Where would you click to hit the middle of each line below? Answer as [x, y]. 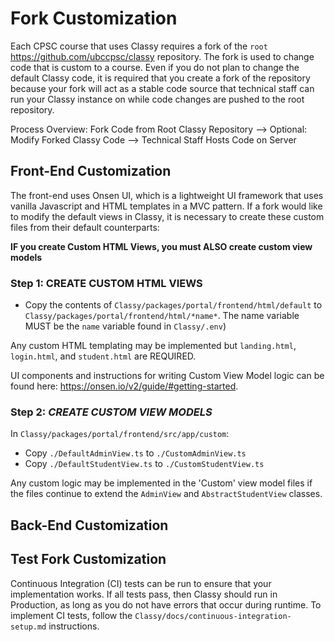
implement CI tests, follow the [71, 615]
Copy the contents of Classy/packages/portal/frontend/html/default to [173, 305]
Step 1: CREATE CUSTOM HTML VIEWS [106, 283]
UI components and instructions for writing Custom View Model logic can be [167, 376]
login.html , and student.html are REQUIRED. [103, 356]
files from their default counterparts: [85, 227]
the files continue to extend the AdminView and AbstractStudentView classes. [166, 494]
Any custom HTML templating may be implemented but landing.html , [153, 346]
